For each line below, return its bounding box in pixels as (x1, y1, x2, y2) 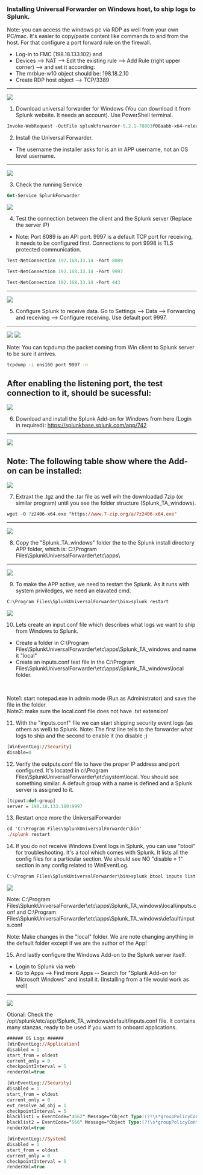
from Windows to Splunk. (15, 627, 79, 635)
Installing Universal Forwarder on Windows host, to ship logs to (7, 5, 196, 13)
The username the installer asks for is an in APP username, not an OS (15, 146, 189, 153)
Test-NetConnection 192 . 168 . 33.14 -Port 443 (7, 279, 120, 285)
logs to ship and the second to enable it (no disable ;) (15, 732, 148, 739)
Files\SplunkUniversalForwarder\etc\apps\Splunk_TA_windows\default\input (7, 915, 195, 922)
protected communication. (15, 246, 82, 253)
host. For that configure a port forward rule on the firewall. (7, 39, 151, 47)
